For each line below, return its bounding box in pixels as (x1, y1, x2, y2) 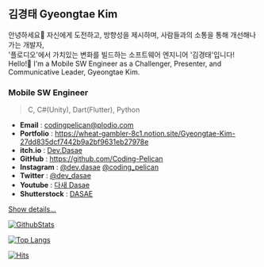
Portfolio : (19, 129, 54, 139)
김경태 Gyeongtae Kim (8, 7, 118, 21)
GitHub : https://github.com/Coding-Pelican (19, 154, 164, 164)
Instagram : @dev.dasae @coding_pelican (19, 162, 159, 172)
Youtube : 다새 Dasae (19, 181, 90, 190)
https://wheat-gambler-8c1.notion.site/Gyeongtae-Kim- (54, 129, 236, 139)
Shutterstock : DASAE (19, 189, 94, 199)
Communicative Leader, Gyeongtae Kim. (8, 67, 140, 77)
